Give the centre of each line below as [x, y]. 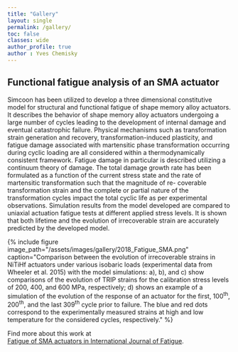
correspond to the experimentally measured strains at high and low [106, 312]
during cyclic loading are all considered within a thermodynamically [106, 152]
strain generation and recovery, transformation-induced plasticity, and [110, 137]
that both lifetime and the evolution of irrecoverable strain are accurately [113, 220]
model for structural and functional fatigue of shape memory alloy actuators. [119, 107]
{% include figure [33, 242]
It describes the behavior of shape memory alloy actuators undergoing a [113, 114]
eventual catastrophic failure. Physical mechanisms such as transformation [117, 129]
